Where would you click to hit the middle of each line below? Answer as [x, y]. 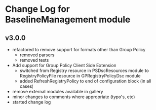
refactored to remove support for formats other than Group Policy [79, 50]
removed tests [34, 60]
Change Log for [38, 9]
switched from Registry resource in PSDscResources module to [84, 71]
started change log [31, 102]
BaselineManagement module [68, 19]
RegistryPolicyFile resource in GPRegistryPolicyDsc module [80, 76]
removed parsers [37, 55]
